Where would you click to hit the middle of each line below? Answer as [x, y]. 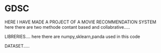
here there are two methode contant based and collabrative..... [67, 27]
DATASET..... [17, 46]
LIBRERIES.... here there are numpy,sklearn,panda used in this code [72, 36]
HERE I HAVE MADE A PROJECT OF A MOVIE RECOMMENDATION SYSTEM [80, 22]
